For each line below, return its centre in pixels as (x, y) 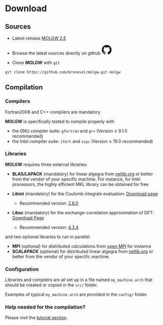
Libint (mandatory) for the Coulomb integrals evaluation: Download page (85, 194)
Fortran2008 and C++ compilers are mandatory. (53, 112)
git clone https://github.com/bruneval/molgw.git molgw (63, 72)
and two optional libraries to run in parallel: (48, 237)
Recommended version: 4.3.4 (49, 227)
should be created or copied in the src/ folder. (52, 285)
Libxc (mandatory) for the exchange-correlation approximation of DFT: (83, 212)
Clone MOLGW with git (36, 62)
